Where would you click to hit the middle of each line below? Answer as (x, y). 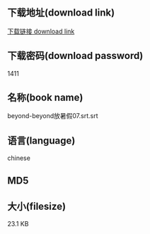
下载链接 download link (41, 31)
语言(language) (41, 140)
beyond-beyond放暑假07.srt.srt (53, 116)
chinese (19, 158)
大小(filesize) (36, 207)
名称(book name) (45, 98)
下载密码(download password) (75, 56)
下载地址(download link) (61, 13)
